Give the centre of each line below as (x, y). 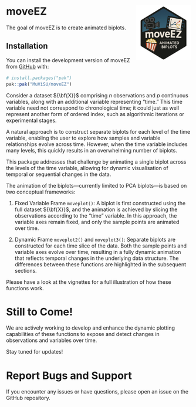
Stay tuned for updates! (35, 352)
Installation (27, 46)
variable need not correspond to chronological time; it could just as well (93, 108)
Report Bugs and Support (69, 376)
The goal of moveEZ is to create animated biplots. (66, 28)
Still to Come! (40, 312)
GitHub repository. (28, 398)
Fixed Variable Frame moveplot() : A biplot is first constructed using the (100, 203)
